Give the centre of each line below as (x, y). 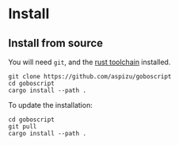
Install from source (56, 43)
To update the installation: (50, 105)
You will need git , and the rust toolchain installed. (89, 62)
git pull (23, 127)
